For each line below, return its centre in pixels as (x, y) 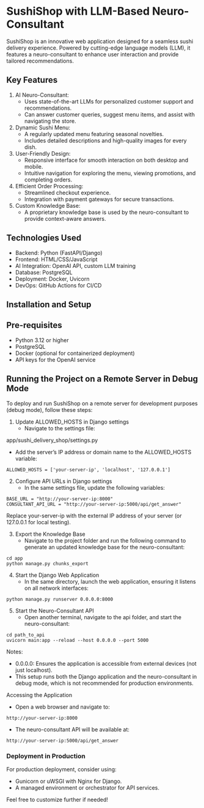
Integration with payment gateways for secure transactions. (99, 199)
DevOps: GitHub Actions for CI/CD (58, 285)
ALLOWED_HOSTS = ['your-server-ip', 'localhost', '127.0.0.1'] (89, 470)
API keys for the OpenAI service (55, 359)
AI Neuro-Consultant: (42, 95)
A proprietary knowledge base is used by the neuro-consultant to (107, 212)
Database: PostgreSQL (44, 272)
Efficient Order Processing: (49, 186)
